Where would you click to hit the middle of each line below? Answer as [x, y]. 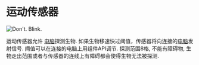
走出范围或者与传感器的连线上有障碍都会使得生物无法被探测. [85, 56]
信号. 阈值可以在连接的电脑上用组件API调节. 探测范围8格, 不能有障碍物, [98, 48]
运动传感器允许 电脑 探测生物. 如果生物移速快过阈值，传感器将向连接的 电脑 [97, 41]
